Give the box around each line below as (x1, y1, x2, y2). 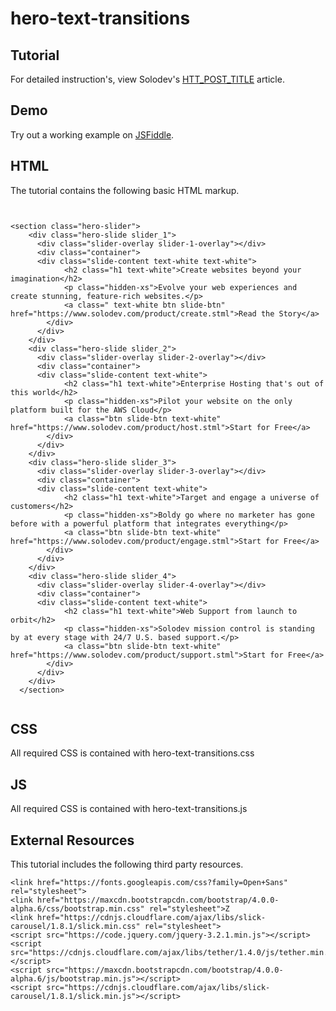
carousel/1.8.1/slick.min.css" (10, 922, 141, 932)
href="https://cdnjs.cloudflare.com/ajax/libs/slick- (36, 913, 267, 923)
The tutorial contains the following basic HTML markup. (10, 184, 240, 196)
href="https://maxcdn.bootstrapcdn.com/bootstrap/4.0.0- (36, 895, 280, 906)
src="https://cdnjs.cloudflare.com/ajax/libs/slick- (46, 983, 271, 993)
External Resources (10, 832, 135, 849)
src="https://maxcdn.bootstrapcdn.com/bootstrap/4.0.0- (46, 965, 284, 976)
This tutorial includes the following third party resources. (10, 858, 244, 871)
